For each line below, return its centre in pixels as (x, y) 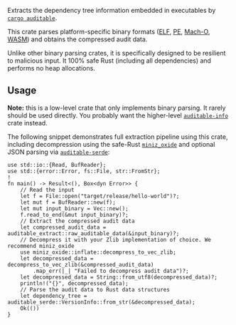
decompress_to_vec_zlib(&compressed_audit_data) (81, 264)
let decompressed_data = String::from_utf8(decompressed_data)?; (119, 277)
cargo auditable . (32, 18)
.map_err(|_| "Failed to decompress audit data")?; (111, 271)
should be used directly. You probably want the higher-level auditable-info (118, 115)
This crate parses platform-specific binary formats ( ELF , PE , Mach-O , (109, 32)
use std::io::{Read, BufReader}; (57, 165)
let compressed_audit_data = (63, 227)
